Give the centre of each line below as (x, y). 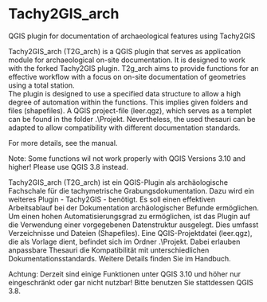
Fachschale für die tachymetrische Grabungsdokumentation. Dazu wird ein (132, 190)
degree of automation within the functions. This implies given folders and (128, 102)
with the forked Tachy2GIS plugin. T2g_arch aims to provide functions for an (133, 68)
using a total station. (41, 85)
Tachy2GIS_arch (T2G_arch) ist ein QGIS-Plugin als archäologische (118, 182)
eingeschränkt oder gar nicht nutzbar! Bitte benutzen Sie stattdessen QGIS (131, 282)
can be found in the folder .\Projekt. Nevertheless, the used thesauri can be (132, 119)
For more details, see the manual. (63, 143)
